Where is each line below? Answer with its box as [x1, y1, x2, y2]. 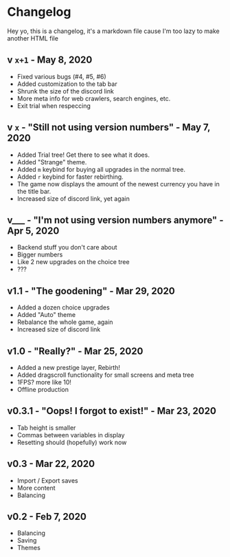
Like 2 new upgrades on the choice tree [16, 258, 130, 266]
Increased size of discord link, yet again [16, 194, 130, 203]
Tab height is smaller [16, 424, 76, 432]
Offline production [16, 386, 69, 393]
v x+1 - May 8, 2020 [7, 54, 93, 66]
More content [16, 483, 56, 492]
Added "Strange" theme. [16, 157, 87, 166]
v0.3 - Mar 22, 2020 [7, 458, 95, 470]
